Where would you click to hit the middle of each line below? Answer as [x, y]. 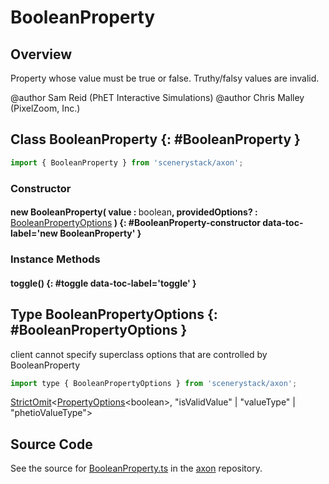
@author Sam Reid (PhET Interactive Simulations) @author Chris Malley [157, 97]
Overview [41, 54]
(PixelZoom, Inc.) [45, 108]
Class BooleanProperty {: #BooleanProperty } [155, 139]
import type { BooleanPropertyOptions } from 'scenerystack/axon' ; [154, 383]
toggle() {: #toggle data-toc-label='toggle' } [103, 283]
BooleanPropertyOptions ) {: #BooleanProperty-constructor [135, 223]
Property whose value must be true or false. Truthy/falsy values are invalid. [165, 78]
